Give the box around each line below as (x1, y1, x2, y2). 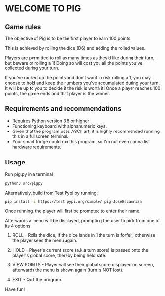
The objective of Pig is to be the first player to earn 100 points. (5, 35, 132, 41)
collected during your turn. (5, 65, 60, 71)
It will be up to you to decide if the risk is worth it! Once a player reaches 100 (5, 85, 161, 91)
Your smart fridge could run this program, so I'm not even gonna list (12, 138, 150, 144)
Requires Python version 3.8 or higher (12, 118, 90, 124)
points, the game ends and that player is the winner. (5, 91, 110, 96)
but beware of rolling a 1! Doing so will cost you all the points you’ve (5, 60, 143, 66)
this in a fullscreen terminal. (12, 133, 69, 139)
